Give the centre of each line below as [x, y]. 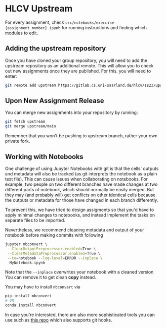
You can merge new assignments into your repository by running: [72, 112]
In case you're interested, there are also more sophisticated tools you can [80, 315]
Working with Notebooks [44, 157]
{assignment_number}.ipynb [33, 28]
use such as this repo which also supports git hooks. [59, 320]
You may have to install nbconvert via [43, 287]
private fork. [18, 141]
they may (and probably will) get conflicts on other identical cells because [80, 195]
